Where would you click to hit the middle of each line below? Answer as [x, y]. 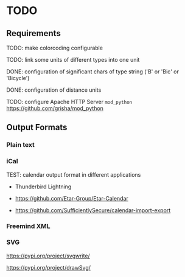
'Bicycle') [18, 78]
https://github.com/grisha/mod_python [55, 108]
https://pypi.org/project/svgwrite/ [48, 256]
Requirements [33, 33]
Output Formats [37, 127]
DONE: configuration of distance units [54, 90]
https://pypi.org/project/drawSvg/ [49, 267]
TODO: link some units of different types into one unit [73, 60]
